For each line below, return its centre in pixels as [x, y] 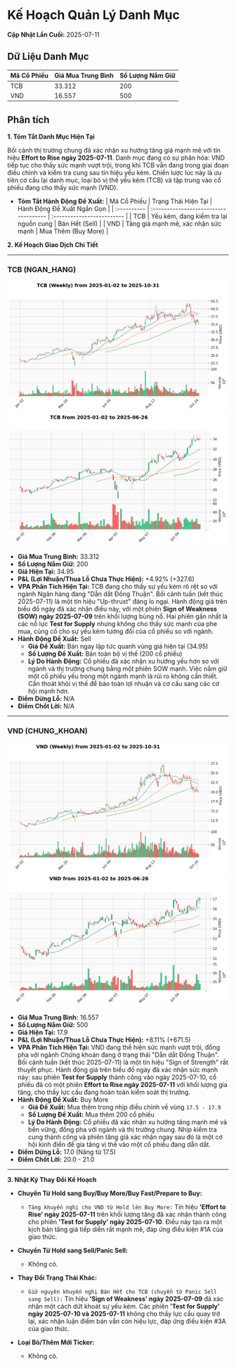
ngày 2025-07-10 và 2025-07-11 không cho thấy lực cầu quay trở [124, 1314]
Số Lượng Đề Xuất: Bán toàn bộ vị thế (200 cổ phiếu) [105, 654]
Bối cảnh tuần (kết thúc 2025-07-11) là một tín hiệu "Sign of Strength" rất [123, 1062]
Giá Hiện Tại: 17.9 [42, 1032]
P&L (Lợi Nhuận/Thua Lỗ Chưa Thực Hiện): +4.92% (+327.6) [106, 579]
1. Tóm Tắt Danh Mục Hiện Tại [51, 136]
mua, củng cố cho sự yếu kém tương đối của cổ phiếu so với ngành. [116, 631]
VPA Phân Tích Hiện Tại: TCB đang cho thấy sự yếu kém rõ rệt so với [117, 586]
